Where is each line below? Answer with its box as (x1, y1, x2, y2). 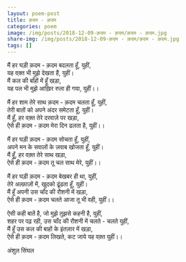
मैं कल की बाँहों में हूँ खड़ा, (7, 77, 61, 85)
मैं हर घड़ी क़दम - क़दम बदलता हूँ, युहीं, (7, 61, 92, 69)
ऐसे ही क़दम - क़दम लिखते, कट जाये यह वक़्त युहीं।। (7, 232, 123, 241)
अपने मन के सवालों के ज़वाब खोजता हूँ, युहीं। (7, 143, 104, 151)
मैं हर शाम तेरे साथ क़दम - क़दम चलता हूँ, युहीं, (7, 98, 107, 106)
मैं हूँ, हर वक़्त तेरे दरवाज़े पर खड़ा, (7, 114, 79, 121)
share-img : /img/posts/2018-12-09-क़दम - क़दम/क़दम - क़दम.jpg (7, 36, 180, 43)
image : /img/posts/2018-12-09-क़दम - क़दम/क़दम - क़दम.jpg (7, 29, 167, 37)
